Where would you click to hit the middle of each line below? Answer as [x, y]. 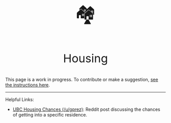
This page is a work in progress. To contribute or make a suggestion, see [82, 80]
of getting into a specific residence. [50, 115]
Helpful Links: [20, 99]
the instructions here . [27, 85]
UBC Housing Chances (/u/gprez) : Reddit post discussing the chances [86, 109]
